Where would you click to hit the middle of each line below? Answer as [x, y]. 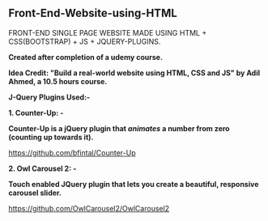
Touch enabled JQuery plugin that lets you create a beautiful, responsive [134, 184]
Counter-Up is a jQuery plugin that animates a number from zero [119, 128]
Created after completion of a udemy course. [86, 57]
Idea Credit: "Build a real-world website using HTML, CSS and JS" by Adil [134, 73]
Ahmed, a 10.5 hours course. [58, 81]
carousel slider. [35, 193]
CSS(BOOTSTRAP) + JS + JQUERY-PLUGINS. [85, 41]
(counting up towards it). [51, 137]
